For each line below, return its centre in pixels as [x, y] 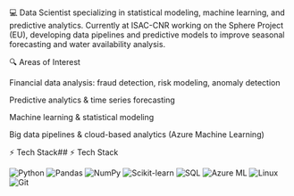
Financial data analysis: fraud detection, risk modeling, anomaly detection [145, 82]
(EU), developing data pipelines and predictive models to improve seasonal [147, 35]
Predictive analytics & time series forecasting [92, 100]
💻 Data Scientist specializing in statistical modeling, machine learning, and [147, 12]
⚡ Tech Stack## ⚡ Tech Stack [64, 152]
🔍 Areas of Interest [45, 62]
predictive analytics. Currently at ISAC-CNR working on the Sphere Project [147, 25]
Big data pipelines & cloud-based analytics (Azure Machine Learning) [137, 135]
